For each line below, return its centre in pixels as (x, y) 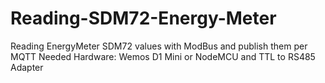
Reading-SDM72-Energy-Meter (143, 18)
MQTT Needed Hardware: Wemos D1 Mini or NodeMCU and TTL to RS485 (163, 56)
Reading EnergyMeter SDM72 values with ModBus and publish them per (159, 46)
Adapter (27, 67)
